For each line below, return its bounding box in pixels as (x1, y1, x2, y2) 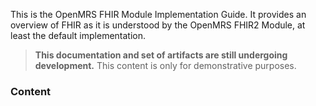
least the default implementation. (10, 30, 147, 41)
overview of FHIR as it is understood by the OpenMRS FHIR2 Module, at (10, 19, 306, 31)
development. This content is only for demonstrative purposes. (34, 60, 297, 71)
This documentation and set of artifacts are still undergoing (34, 49, 288, 61)
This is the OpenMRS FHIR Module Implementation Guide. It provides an (10, 9, 307, 20)
